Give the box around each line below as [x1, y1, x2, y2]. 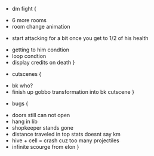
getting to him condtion [11, 46, 70, 53]
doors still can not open [11, 112, 70, 118]
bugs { [11, 100, 29, 107]
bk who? [11, 82, 33, 89]
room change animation [11, 23, 70, 30]
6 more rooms [11, 17, 47, 23]
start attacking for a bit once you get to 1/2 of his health [11, 35, 149, 41]
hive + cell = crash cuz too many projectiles [11, 137, 119, 144]
